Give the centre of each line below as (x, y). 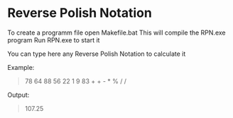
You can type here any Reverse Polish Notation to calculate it (97, 54)
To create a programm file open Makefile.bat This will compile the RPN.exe (116, 33)
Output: (18, 95)
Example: (21, 67)
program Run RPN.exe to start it (54, 40)
